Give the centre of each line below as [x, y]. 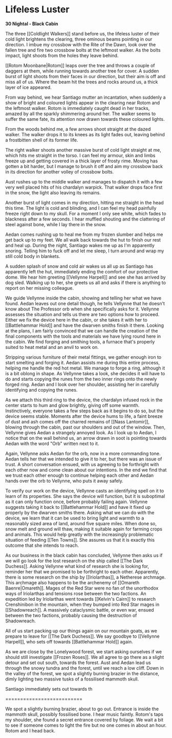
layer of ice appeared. [28, 87]
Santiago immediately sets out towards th [49, 689]
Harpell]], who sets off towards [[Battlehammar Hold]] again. [69, 641]
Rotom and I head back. [30, 730]
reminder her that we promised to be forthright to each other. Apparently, [82, 571]
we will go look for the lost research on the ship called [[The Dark [74, 561]
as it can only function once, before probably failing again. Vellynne [77, 502]
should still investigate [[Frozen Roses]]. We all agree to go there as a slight [85, 657]
